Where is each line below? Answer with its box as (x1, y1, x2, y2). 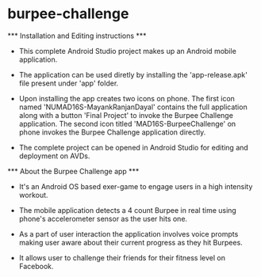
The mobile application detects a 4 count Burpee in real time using (18, 205, 237, 214)
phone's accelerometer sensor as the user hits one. (18, 214, 188, 223)
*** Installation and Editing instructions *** (7, 31, 148, 40)
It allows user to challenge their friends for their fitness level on (18, 252, 225, 262)
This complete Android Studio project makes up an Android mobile (18, 46, 237, 55)
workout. (18, 190, 48, 199)
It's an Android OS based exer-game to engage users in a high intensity (18, 181, 253, 191)
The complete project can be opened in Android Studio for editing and (18, 142, 249, 152)
